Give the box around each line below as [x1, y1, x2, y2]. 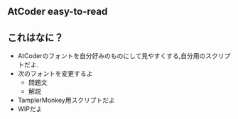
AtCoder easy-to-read [7, 6, 108, 18]
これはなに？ [7, 31, 64, 43]
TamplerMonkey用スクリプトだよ [17, 96, 115, 105]
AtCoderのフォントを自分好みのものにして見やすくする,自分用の [17, 52, 206, 60]
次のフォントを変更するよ [17, 69, 93, 78]
